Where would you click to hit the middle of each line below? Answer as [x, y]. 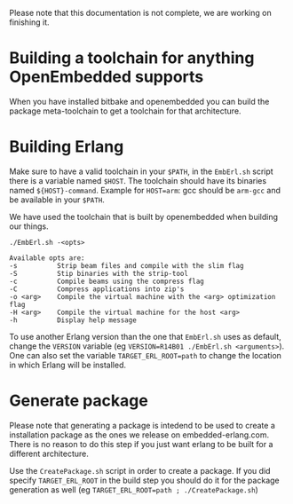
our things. [29, 226]
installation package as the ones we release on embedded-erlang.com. [139, 435]
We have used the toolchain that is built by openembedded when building [143, 217]
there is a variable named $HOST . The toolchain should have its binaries [138, 180]
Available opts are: [48, 258]
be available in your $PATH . [57, 200]
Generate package [79, 401]
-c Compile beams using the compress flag [107, 281]
